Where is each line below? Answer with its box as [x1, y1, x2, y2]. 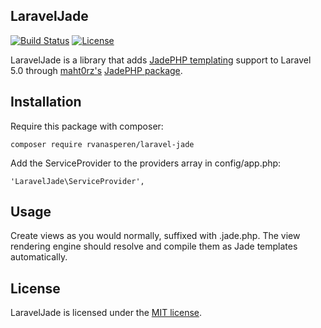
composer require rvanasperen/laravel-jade [10, 139, 195, 149]
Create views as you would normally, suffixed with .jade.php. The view [10, 230, 301, 242]
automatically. [10, 251, 68, 263]
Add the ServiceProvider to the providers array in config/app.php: [10, 157, 282, 169]
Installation [10, 94, 82, 111]
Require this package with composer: [10, 120, 164, 132]
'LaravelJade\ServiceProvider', [10, 176, 145, 186]
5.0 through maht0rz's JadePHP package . [10, 64, 183, 76]
